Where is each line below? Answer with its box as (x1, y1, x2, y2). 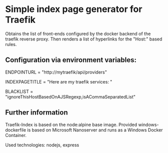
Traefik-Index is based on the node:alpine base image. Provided (5, 121, 137, 127)
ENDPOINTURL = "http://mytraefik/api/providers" (5, 69, 107, 75)
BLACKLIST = (5, 88, 34, 94)
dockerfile (5, 126, 27, 133)
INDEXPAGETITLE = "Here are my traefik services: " (5, 78, 113, 84)
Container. (5, 132, 27, 138)
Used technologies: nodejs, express (5, 141, 79, 148)
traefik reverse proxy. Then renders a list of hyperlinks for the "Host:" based (5, 36, 162, 42)
